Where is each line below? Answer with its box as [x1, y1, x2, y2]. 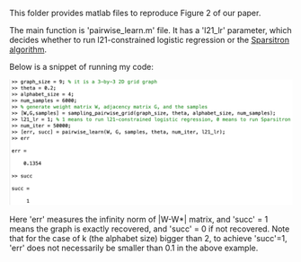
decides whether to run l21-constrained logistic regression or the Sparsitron [9, 35, 290, 45]
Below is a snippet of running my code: [9, 62, 155, 72]
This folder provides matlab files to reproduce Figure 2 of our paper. [9, 8, 261, 18]
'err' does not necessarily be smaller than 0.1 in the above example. [9, 242, 259, 254]
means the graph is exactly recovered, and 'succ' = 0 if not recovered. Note [9, 223, 290, 234]
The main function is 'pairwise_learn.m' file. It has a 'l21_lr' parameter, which [9, 25, 292, 35]
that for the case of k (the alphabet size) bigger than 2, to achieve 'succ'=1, [9, 233, 288, 244]
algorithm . [9, 44, 48, 55]
